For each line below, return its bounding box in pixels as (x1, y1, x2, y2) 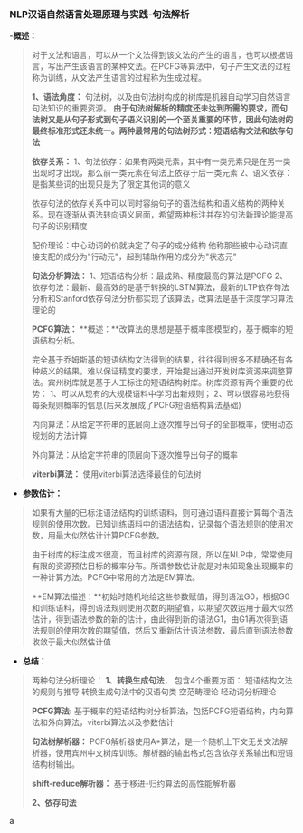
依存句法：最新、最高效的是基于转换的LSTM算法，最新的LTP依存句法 (31, 282, 289, 293)
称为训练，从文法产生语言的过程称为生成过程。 (31, 73, 206, 83)
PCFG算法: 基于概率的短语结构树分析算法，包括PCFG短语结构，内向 (31, 705, 287, 717)
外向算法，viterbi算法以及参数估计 (47, 717, 175, 728)
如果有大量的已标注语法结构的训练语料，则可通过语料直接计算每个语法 (31, 508, 294, 518)
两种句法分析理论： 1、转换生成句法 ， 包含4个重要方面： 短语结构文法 (31, 675, 293, 686)
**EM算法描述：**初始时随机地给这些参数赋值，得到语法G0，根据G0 (31, 591, 290, 602)
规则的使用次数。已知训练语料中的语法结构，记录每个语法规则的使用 (31, 518, 286, 529)
